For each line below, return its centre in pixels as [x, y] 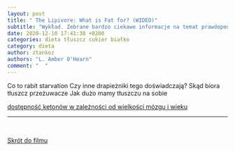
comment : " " [28, 66]
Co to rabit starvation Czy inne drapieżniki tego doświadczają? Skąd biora [114, 85]
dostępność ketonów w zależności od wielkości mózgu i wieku [98, 106]
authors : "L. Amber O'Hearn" [50, 59]
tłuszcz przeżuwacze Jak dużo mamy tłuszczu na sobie [87, 93]
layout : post [26, 14]
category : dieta [31, 46]
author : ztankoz [31, 53]
